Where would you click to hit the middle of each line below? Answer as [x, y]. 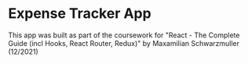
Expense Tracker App [80, 14]
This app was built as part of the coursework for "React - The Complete [124, 35]
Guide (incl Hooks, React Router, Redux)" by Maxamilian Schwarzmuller [124, 43]
